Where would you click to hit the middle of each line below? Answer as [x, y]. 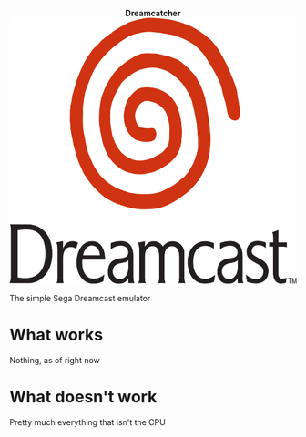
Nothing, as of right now [55, 361]
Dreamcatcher [153, 13]
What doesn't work [83, 397]
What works [56, 335]
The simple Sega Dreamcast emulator [80, 299]
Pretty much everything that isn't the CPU [87, 422]
